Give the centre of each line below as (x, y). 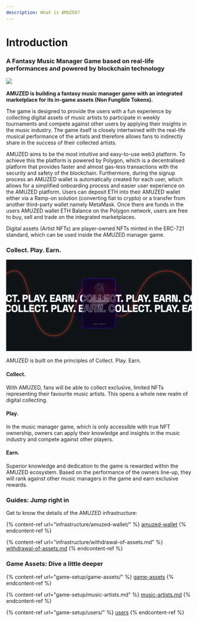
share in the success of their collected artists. (61, 143)
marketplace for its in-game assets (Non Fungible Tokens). (80, 100)
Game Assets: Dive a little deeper (55, 564)
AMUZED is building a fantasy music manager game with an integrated (94, 94)
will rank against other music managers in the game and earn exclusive (92, 479)
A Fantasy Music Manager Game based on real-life (80, 61)
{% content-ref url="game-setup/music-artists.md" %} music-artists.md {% (98, 594)
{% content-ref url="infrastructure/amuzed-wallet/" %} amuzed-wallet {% (96, 524)
